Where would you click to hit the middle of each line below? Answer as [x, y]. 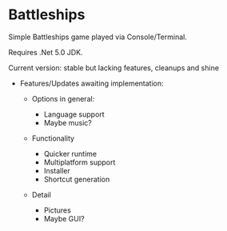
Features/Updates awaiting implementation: [92, 83]
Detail [42, 194]
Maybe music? [68, 122]
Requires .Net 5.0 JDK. [46, 52]
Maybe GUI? [64, 218]
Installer [57, 170]
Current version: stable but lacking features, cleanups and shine [114, 68]
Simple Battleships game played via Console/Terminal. [98, 37]
